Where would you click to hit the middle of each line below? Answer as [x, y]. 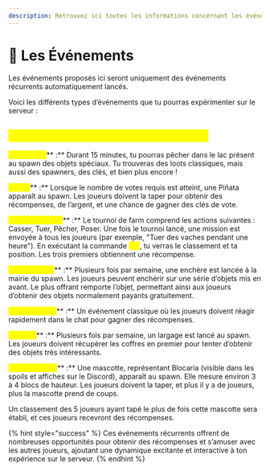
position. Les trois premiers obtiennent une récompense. [102, 255]
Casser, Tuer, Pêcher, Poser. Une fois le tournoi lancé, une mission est [124, 229]
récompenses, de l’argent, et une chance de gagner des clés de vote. [123, 205]
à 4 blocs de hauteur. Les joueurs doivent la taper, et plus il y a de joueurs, [131, 385]
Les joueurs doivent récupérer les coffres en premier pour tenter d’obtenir [131, 344]
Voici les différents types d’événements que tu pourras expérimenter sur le [132, 102]
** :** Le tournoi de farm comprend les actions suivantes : [159, 220]
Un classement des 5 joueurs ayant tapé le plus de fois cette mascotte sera [133, 409]
